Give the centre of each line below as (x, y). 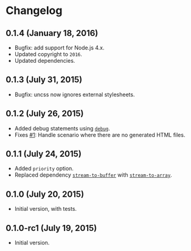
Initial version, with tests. (46, 209)
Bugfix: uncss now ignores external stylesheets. (75, 94)
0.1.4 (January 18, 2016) (52, 33)
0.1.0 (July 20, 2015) (45, 194)
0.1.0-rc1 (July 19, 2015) (51, 228)
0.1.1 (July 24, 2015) (43, 154)
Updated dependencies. (45, 61)
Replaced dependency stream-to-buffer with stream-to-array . (93, 175)
